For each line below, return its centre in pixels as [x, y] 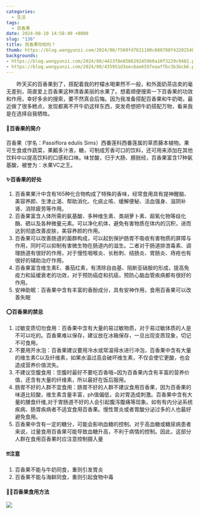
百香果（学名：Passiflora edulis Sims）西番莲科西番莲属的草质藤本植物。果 [98, 143]
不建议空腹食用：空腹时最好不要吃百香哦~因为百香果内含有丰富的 [94, 372]
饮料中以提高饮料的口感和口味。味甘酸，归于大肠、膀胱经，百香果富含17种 [97, 157]
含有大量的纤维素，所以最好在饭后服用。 [80, 380]
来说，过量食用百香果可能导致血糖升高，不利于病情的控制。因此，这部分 [103, 431]
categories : [21, 12]
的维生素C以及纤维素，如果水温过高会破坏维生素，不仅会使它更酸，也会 [102, 357]
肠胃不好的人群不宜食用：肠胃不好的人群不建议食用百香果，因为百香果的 [103, 387]
